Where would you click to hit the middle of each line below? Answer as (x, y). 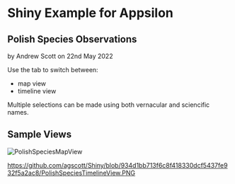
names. (18, 112)
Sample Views (40, 135)
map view (32, 84)
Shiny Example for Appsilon (90, 13)
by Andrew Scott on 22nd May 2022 (60, 56)
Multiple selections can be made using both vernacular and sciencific (109, 105)
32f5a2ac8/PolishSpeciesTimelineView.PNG (71, 173)
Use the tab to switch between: (53, 70)
